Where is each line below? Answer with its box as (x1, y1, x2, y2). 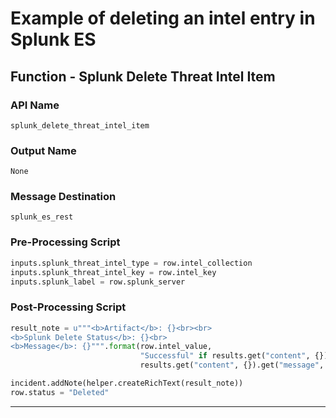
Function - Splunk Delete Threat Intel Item (10, 68, 276, 85)
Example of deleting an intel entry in (10, 7, 316, 30)
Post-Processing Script (10, 300, 127, 314)
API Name (10, 98, 60, 112)
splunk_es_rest (10, 212, 74, 222)
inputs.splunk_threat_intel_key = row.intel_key (10, 267, 217, 277)
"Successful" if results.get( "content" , (139, 351, 311, 361)
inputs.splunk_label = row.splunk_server (10, 277, 186, 287)
